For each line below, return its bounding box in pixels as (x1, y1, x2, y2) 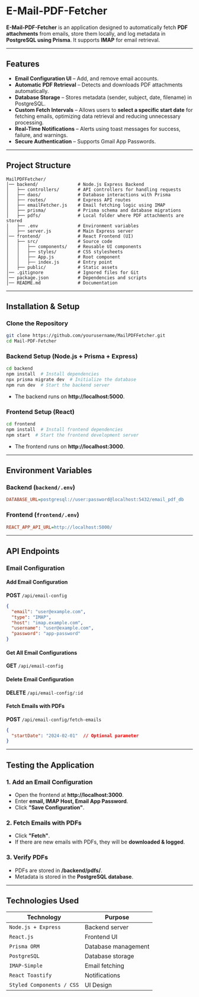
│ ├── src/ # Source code (6, 238, 113, 244)
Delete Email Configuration (6, 675, 74, 682)
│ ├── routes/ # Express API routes (6, 197, 131, 203)
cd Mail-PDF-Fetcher (6, 338, 57, 344)
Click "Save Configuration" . (14, 804, 85, 811)
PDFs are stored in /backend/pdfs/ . (14, 867, 102, 874)
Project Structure (6, 161, 71, 171)
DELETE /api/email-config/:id (6, 689, 84, 696)
